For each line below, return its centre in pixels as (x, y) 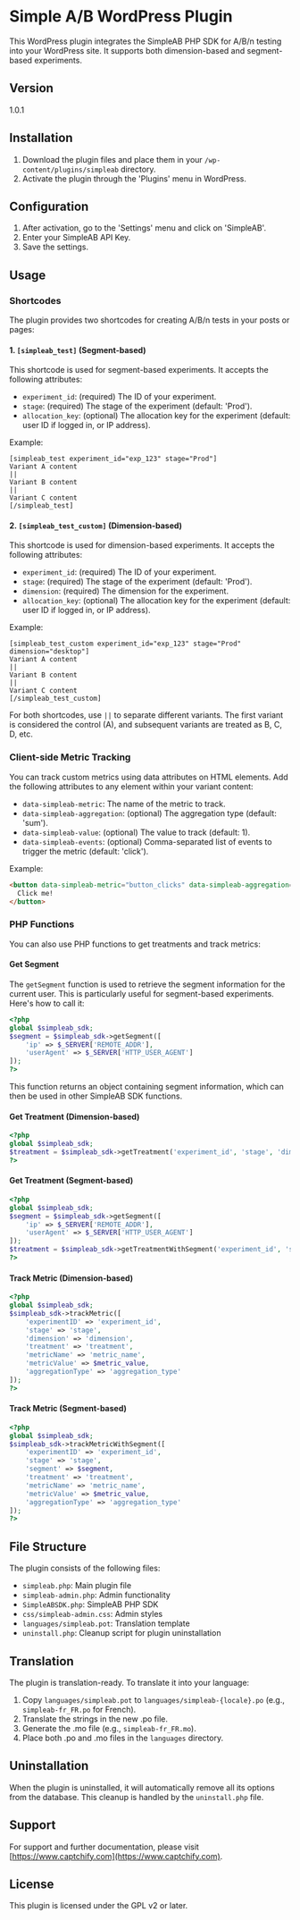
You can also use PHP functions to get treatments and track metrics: (135, 944)
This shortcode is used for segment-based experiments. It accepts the (139, 370)
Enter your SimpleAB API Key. (76, 238)
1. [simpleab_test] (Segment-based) (78, 349)
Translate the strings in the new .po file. (95, 1719)
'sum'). (35, 822)
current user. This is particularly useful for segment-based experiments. (142, 993)
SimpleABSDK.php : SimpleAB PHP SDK (90, 1604)
